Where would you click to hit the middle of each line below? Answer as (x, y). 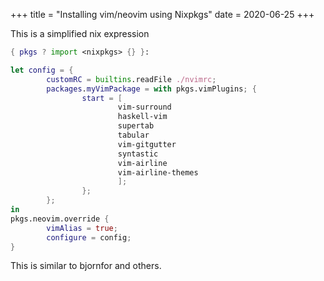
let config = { (42, 70)
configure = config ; (89, 237)
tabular (133, 135)
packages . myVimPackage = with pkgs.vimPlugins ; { (151, 89)
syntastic (138, 154)
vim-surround (144, 107)
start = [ (102, 98)
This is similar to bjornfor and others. (86, 266)
